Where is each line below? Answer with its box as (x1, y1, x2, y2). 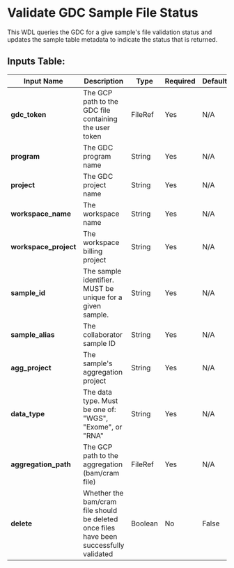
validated (83, 549, 114, 558)
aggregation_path (10, 459, 72, 469)
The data (83, 387, 113, 397)
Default (202, 76, 228, 86)
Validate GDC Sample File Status (7, 5, 198, 21)
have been (83, 531, 118, 541)
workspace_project (10, 242, 77, 251)
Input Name (23, 76, 64, 86)
